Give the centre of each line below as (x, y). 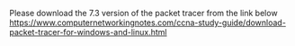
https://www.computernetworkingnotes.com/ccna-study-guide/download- (147, 23)
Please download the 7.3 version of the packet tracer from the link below (143, 13)
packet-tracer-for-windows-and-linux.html (88, 32)
